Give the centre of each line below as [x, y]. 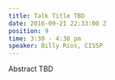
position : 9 [28, 31]
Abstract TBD [31, 69]
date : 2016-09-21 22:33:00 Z [57, 23]
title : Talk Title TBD [47, 16]
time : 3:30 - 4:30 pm [45, 38]
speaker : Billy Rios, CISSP [56, 46]
